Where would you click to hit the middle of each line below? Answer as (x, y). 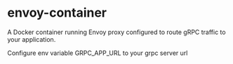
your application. (32, 39)
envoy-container (57, 13)
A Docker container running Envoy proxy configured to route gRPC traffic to (116, 32)
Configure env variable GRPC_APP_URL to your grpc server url (98, 53)
